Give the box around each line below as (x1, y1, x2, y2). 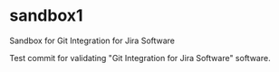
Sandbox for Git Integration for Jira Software (9, 35, 175, 46)
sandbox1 (9, 5, 83, 26)
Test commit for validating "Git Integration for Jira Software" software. (9, 52, 271, 63)
